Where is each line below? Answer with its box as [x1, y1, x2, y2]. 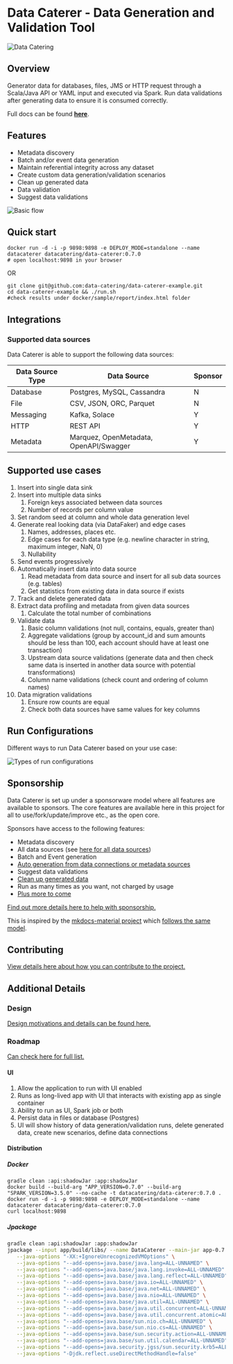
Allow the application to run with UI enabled [17, 1084, 142, 1092]
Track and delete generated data [17, 594, 111, 603]
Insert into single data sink [17, 483, 93, 491]
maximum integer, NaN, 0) [27, 542, 103, 550]
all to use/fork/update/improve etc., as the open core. [7, 811, 160, 819]
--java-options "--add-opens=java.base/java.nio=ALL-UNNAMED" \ [16, 1292, 207, 1299]
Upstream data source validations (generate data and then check [27, 653, 214, 662]
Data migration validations [17, 690, 92, 699]
